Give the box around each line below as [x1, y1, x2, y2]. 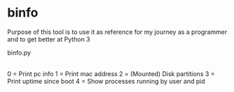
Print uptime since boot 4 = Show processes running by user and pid [7, 77, 205, 85]
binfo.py [7, 48, 31, 57]
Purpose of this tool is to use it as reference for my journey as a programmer [7, 28, 228, 36]
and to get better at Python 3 [7, 35, 91, 43]
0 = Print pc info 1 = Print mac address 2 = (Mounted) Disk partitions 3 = [7, 69, 215, 77]
